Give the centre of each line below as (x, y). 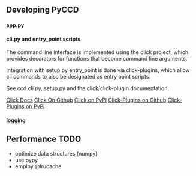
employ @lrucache (38, 166)
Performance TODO (44, 139)
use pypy (26, 160)
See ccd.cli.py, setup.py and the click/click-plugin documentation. (88, 88)
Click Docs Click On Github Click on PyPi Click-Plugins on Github (86, 100)
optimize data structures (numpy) (56, 153)
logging (16, 120)
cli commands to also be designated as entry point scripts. (79, 77)
